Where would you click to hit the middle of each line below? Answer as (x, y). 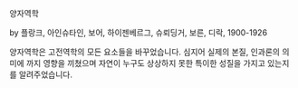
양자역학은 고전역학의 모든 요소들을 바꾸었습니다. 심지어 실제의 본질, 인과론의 (145, 52)
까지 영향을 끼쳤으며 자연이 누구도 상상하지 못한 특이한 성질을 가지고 (145, 63)
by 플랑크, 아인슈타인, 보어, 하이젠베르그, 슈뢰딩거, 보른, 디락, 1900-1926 (139, 33)
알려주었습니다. (46, 74)
